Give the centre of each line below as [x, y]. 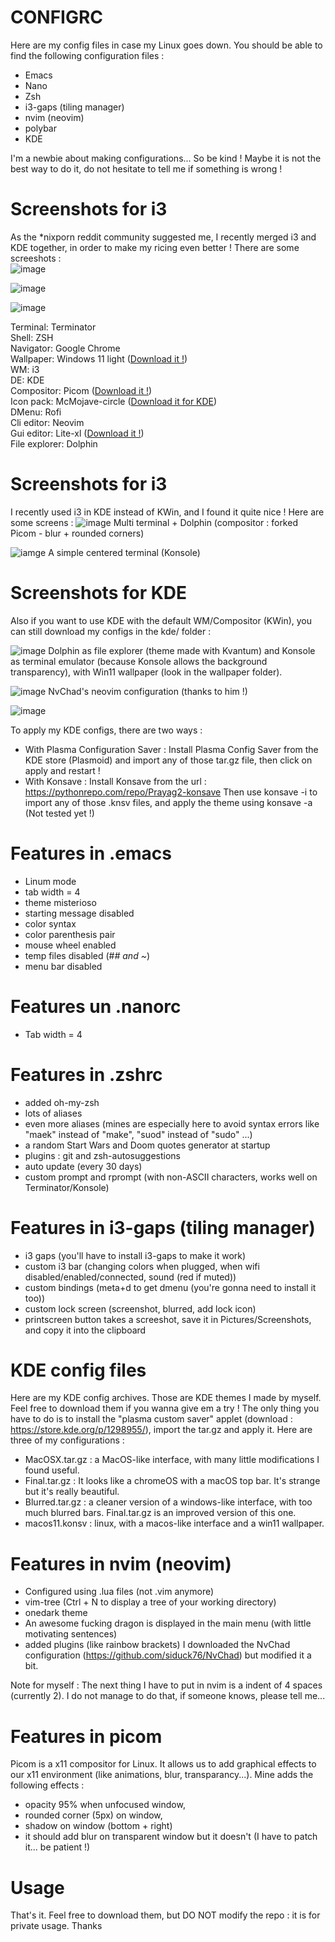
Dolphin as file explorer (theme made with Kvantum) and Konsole [182, 650]
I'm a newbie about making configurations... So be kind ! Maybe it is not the [166, 158]
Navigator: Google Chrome [65, 348]
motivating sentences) [71, 1634]
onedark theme [56, 1613]
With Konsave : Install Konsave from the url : [115, 781]
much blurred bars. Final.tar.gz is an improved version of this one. [160, 1513]
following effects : [47, 1785]
